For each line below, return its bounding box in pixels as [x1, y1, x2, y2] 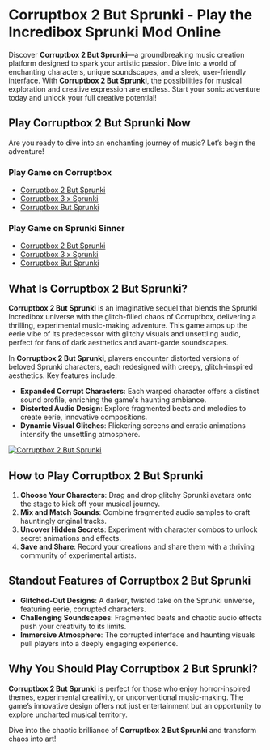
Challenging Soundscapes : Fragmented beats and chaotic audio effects [19, 612, 263, 622]
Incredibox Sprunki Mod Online [8, 23, 221, 41]
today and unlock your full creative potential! [8, 92, 158, 102]
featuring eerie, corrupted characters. [19, 604, 147, 614]
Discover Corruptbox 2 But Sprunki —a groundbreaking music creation [8, 49, 245, 59]
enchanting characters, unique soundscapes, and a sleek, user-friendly [8, 66, 247, 76]
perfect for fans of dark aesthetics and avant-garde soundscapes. [8, 338, 229, 348]
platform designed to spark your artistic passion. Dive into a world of [8, 58, 237, 68]
